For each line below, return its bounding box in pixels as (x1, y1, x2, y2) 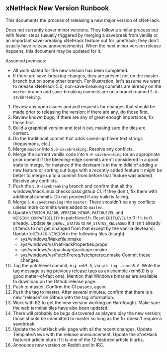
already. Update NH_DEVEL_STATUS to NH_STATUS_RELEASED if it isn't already (12, 220, 161, 226)
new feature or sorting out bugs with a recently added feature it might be (12, 167, 163, 173)
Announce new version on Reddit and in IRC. (12, 342, 104, 348)
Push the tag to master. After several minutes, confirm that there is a (12, 289, 153, 295)
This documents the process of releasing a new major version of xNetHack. (5, 17, 161, 23)
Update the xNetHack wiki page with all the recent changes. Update (12, 326, 152, 332)
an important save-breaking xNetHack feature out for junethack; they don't (5, 37, 159, 43)
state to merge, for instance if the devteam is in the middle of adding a (12, 162, 157, 168)
